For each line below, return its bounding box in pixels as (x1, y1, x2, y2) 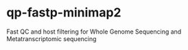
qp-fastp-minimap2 (6, 5, 121, 21)
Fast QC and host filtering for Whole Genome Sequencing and (6, 27, 182, 36)
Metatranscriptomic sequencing (6, 34, 97, 42)
